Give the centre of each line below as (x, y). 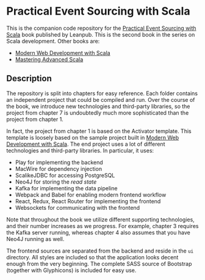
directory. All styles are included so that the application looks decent (92, 257)
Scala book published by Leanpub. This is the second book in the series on (101, 34)
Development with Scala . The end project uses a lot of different (86, 144)
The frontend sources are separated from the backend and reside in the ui (100, 251)
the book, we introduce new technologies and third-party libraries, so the (98, 106)
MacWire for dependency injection (59, 168)
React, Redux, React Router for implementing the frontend (88, 201)
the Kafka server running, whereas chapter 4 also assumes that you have (98, 232)
